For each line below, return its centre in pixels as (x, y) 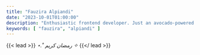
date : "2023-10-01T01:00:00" (43, 17)
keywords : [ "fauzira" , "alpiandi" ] (53, 28)
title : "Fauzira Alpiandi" (40, 12)
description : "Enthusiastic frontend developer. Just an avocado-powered (100, 23)
